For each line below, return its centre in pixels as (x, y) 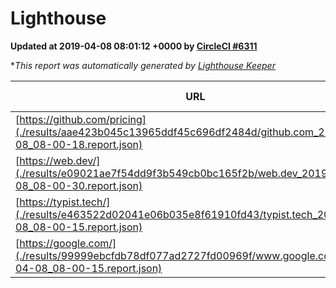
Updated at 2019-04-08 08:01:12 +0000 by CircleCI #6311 (134, 46)
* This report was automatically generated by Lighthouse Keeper (143, 65)
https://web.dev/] (60, 160)
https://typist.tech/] (65, 202)
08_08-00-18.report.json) (79, 144)
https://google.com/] (68, 243)
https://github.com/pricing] (83, 119)
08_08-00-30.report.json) (79, 185)
